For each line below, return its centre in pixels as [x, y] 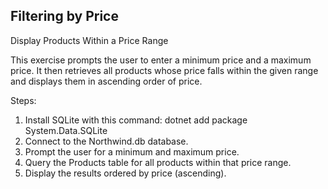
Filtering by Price [64, 16]
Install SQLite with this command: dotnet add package [136, 120]
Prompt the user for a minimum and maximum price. [132, 151]
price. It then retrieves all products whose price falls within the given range [164, 70]
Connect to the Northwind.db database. [106, 141]
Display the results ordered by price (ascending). [125, 173]
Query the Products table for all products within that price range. [158, 162]
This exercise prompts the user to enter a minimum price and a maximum [161, 60]
